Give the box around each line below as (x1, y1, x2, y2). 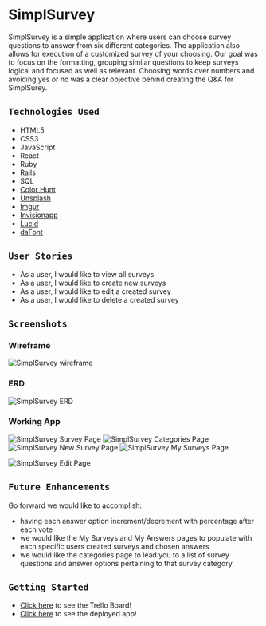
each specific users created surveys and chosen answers (19, 541, 209, 551)
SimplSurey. (8, 82, 48, 93)
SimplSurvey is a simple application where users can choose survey (8, 32, 232, 42)
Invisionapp (19, 210, 58, 220)
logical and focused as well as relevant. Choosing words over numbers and (8, 65, 255, 75)
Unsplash (19, 193, 52, 203)
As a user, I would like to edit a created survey (19, 286, 171, 296)
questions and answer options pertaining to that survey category (19, 558, 233, 568)
